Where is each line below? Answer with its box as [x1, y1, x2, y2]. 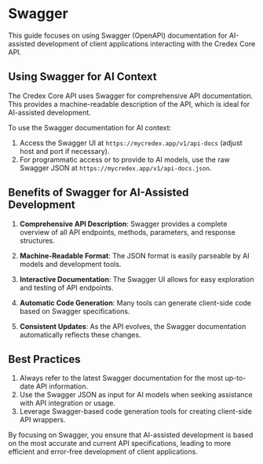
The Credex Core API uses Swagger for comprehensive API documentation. [8, 91, 254, 100]
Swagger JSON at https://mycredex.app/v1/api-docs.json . [19, 163, 212, 173]
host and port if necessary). [19, 146, 110, 155]
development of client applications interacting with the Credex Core [36, 38, 256, 48]
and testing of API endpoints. [19, 283, 114, 292]
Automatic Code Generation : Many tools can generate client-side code [19, 298, 252, 307]
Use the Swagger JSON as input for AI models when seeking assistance [19, 390, 253, 400]
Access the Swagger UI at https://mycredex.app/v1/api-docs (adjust [19, 138, 243, 148]
